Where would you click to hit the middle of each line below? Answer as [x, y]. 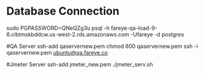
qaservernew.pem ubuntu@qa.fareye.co [57, 52]
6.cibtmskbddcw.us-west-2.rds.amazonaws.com [68, 34]
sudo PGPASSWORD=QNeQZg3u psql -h [58, 28]
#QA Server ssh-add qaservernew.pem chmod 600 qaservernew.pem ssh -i [102, 46]
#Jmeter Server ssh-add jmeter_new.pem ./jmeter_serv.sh [80, 64]
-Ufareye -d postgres [157, 34]
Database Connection [63, 11]
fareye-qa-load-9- [134, 28]
